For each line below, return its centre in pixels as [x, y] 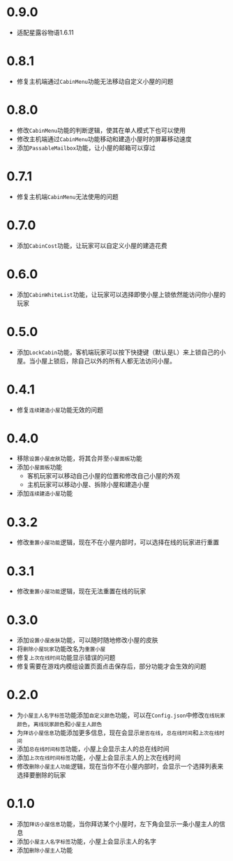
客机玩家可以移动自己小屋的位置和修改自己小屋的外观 [104, 476]
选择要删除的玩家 [41, 775]
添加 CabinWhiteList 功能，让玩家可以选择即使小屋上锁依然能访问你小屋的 [121, 294]
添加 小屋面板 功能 [39, 467]
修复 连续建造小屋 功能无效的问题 [60, 410]
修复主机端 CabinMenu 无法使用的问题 [68, 196]
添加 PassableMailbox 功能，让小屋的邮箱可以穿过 [86, 147]
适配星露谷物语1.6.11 [45, 32]
